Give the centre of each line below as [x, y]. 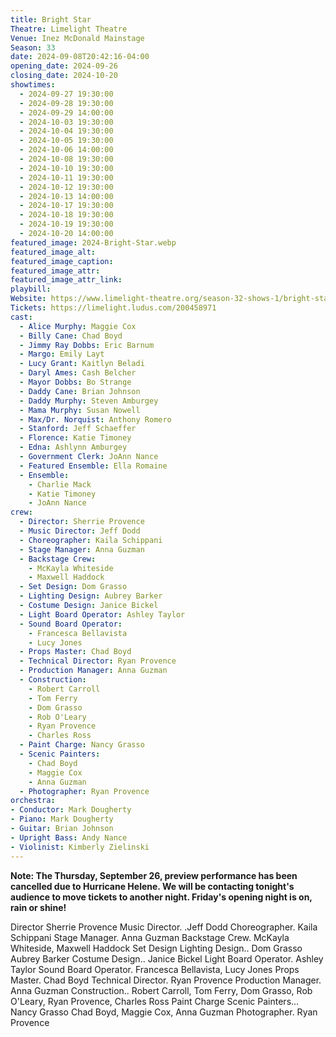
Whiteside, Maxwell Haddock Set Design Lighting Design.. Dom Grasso [156, 948]
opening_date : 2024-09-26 [64, 66]
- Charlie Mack [60, 484]
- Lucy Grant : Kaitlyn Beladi [82, 364]
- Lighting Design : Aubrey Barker [91, 596]
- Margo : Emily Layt [62, 354]
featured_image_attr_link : [66, 280]
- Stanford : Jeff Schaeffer [78, 429]
